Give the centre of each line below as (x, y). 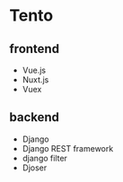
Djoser (35, 168)
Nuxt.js (35, 80)
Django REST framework (68, 148)
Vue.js (34, 70)
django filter (44, 158)
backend (35, 117)
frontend (35, 49)
